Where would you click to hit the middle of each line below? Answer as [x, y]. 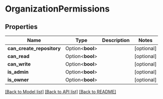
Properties [21, 27]
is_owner [18, 80]
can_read [19, 56]
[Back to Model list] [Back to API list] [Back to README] [61, 92]
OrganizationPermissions [57, 9]
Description [116, 40]
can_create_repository [34, 48]
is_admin [18, 72]
